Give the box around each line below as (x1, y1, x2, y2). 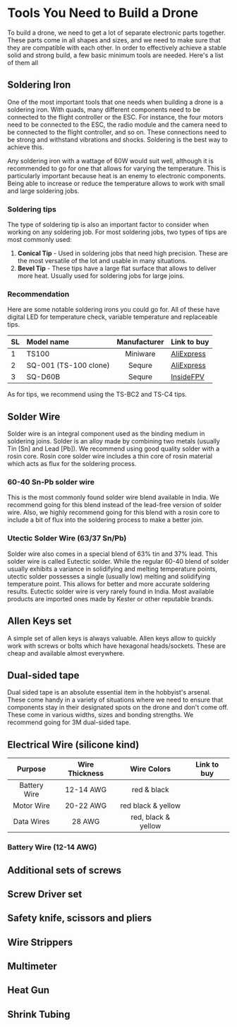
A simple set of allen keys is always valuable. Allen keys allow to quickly (7, 634, 217, 642)
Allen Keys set (7, 615, 72, 627)
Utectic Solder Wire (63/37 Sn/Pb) (7, 533, 127, 543)
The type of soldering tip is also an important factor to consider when (7, 221, 209, 229)
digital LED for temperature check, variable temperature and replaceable (7, 313, 218, 321)
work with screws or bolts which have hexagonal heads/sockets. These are (7, 642, 226, 650)
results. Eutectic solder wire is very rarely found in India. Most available (7, 587, 214, 596)
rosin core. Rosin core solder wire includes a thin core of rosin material (7, 452, 213, 460)
